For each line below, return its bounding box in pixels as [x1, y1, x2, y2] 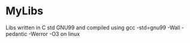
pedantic [5, 30, 28, 37]
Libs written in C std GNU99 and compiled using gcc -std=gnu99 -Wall [5, 24, 180, 31]
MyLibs [5, 4, 44, 18]
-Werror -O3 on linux [28, 30, 80, 37]
